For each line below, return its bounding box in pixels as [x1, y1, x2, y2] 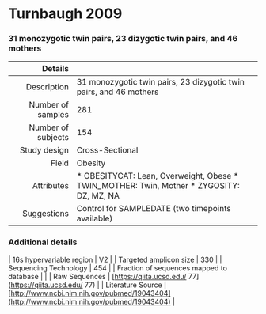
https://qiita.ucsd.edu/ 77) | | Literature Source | [10, 280, 167, 289]
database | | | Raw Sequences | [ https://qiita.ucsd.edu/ [8, 271, 187, 281]
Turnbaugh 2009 [8, 5, 123, 23]
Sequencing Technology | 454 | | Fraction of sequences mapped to [8, 263, 228, 273]
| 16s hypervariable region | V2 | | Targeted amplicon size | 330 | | [8, 255, 222, 264]
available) [76, 213, 113, 224]
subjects [36, 132, 70, 143]
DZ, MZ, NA [76, 191, 120, 202]
